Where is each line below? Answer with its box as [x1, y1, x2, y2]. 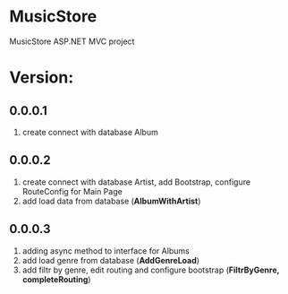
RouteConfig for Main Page [21, 186, 123, 196]
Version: [9, 67, 74, 88]
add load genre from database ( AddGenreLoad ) [21, 255, 199, 265]
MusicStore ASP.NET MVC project [9, 36, 135, 47]
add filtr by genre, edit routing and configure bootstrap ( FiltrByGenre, [21, 264, 280, 275]
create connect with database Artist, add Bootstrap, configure [21, 177, 251, 187]
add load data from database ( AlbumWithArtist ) [21, 195, 201, 206]
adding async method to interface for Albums [21, 245, 190, 256]
